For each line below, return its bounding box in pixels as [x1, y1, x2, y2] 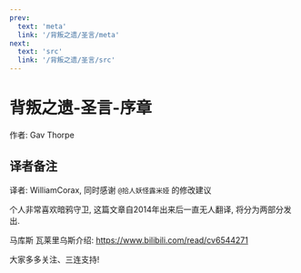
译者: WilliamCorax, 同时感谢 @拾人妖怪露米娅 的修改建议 [9, 184, 212, 196]
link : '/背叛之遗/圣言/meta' [17, 30, 120, 39]
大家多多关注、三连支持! [9, 254, 100, 265]
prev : [9, 13, 30, 23]
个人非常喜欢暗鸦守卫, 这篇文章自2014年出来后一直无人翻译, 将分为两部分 [9, 204, 285, 215]
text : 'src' [17, 47, 64, 56]
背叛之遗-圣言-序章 [9, 97, 153, 118]
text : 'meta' [17, 22, 67, 31]
